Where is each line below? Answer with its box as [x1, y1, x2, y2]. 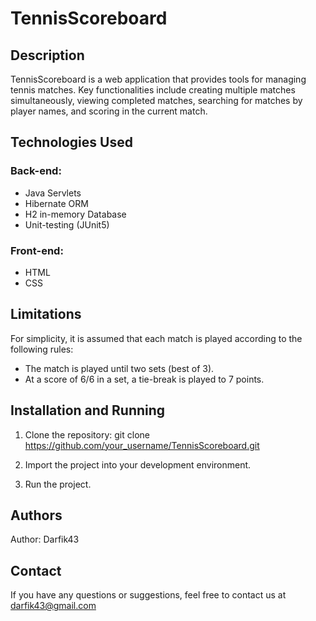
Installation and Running [10, 402, 166, 419]
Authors [10, 507, 63, 524]
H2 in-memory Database [24, 208, 127, 220]
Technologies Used [10, 134, 133, 151]
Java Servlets [24, 187, 82, 199]
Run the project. [24, 478, 92, 490]
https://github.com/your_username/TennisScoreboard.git [24, 439, 260, 451]
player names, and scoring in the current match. [10, 105, 208, 117]
